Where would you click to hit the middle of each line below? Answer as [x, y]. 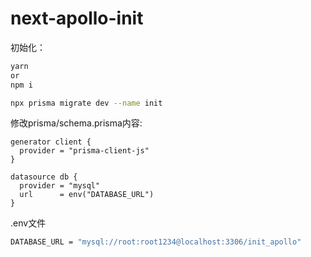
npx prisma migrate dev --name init [86, 103]
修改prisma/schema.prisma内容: [76, 123]
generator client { [51, 142]
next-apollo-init [77, 18]
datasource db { [44, 177]
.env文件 [28, 223]
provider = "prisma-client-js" [84, 151]
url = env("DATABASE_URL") [87, 195]
